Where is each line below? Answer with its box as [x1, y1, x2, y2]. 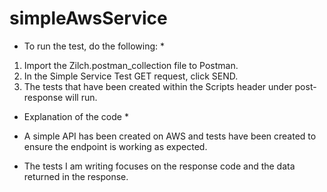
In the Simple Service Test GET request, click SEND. [23, 70, 239, 82]
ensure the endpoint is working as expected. [23, 140, 208, 152]
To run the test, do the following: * [23, 40, 165, 52]
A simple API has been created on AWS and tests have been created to [23, 130, 317, 142]
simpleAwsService [9, 7, 168, 30]
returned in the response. [23, 170, 129, 182]
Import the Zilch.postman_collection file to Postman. [23, 59, 239, 71]
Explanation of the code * [23, 110, 129, 122]
